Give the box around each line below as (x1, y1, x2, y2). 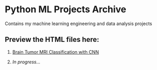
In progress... (12, 59, 41, 65)
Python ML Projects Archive (5, 4, 127, 15)
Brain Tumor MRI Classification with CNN (12, 49, 99, 55)
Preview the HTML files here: (5, 35, 100, 44)
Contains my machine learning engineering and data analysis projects (5, 20, 152, 27)
